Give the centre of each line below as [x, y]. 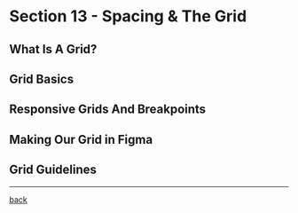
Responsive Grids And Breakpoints [108, 110]
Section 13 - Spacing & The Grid [128, 16]
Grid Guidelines [53, 170]
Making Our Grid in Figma [81, 139]
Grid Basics [41, 79]
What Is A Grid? [53, 49]
